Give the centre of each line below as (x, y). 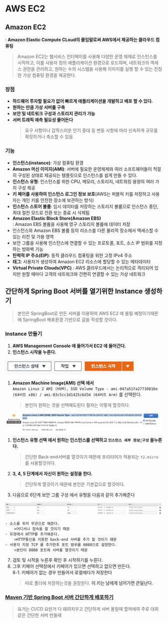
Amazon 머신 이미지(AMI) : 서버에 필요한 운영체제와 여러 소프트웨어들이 (82, 169)
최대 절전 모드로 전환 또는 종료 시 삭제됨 (51, 212)
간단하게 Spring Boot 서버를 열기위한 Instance (74, 291)
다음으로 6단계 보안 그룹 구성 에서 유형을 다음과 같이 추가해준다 (74, 495)
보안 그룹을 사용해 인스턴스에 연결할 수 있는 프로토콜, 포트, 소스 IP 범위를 (83, 243)
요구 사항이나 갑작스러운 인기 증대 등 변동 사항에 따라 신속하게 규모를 (91, 131)
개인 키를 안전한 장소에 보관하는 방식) (58, 200)
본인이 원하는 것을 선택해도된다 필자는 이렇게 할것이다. (78, 405)
